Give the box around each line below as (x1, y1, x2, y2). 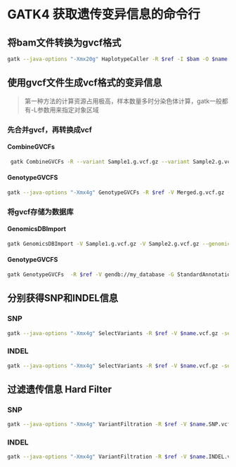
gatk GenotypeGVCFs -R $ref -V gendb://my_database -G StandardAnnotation (7, 271, 234, 278)
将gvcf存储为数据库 (7, 206, 74, 216)
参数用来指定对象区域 (37, 105, 100, 114)
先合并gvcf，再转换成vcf (7, 124, 93, 134)
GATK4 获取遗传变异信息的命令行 (7, 6, 200, 22)
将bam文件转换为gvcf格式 (7, 37, 122, 48)
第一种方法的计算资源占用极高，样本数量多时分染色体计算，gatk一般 (24, 96, 223, 105)
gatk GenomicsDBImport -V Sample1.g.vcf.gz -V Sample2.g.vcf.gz (7, 240, 199, 247)
